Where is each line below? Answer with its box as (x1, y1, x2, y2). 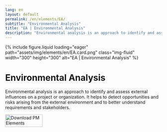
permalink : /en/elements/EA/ (5, 16, 66, 21)
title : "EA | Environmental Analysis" (5, 26, 85, 31)
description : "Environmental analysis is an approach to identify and (5, 30, 155, 35)
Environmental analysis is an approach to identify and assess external (5, 88, 148, 95)
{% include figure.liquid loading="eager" (5, 44, 88, 50)
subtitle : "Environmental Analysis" (5, 21, 81, 26)
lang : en (5, 7, 23, 12)
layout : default (5, 12, 39, 17)
